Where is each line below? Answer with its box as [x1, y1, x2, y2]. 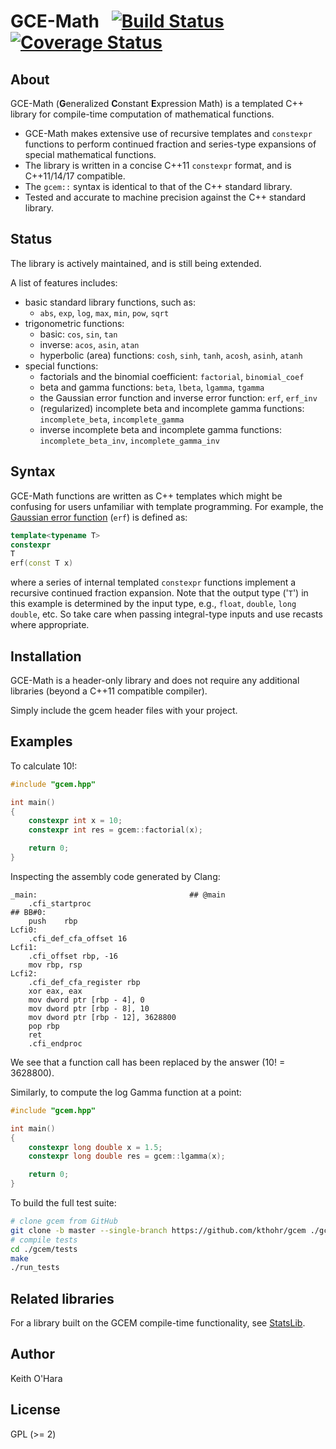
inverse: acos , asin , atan [39, 338, 140, 350]
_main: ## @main [10, 890, 226, 900]
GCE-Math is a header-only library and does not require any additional [10, 674, 300, 686]
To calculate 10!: [10, 760, 78, 772]
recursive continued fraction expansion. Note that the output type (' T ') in [10, 587, 309, 599]
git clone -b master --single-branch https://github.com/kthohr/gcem [10, 1225, 307, 1235]
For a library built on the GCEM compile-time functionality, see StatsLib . [10, 1317, 306, 1329]
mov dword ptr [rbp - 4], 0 [28, 995, 145, 1005]
